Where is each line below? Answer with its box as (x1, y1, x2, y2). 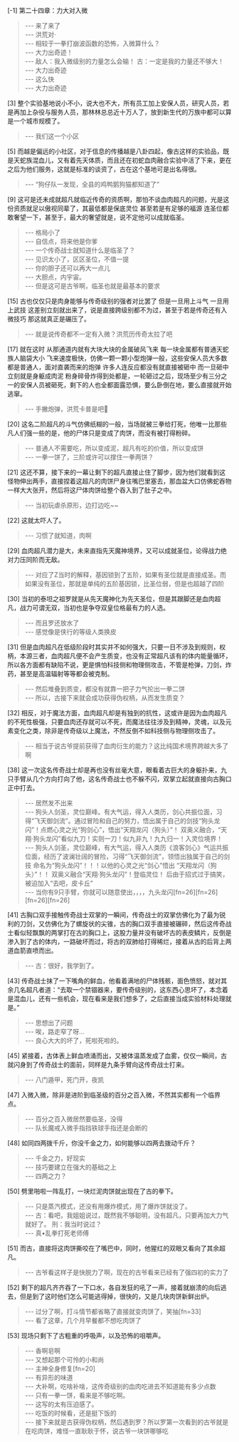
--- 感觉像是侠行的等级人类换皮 (24, 628, 117, 636)
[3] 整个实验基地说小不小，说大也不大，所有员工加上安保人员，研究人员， (7, 99, 223, 107)
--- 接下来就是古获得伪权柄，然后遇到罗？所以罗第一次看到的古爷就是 (24, 1418, 229, 1426)
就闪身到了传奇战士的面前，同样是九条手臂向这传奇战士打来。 (7, 1060, 188, 1068)
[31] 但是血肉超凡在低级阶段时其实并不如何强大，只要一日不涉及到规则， (7, 643, 220, 651)
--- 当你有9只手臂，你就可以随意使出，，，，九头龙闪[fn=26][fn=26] (24, 888, 218, 896)
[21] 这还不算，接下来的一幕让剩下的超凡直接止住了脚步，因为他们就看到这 (7, 468, 226, 476)
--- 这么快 (24, 75, 55, 83)
